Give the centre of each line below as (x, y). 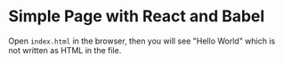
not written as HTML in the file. (65, 50)
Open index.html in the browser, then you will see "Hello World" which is (142, 41)
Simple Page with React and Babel (137, 16)
